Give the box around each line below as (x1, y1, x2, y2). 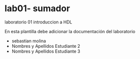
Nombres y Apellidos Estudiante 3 (11, 48, 80, 54)
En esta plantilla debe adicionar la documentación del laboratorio (4, 28, 136, 34)
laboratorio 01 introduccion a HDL (4, 19, 72, 25)
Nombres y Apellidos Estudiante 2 (11, 43, 80, 49)
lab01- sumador (4, 3, 70, 14)
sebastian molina (11, 38, 46, 44)
